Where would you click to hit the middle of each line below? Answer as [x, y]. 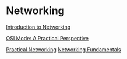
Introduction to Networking [38, 27]
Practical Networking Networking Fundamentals [63, 49]
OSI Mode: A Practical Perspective [47, 38]
